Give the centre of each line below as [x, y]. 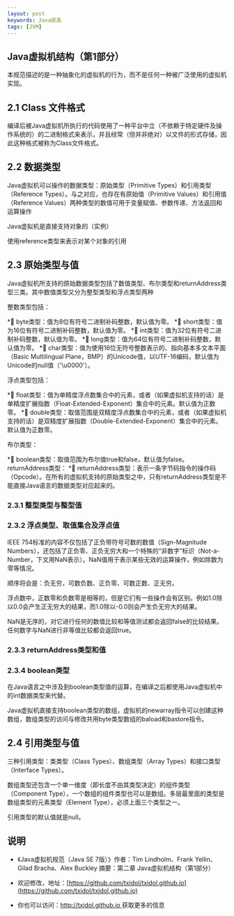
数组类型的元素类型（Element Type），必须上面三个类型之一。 [95, 802]
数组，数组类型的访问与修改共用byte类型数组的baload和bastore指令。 [107, 719]
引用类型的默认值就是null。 [46, 817]
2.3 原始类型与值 [43, 265]
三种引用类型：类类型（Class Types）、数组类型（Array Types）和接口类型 [114, 761]
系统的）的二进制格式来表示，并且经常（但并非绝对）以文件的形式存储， [117, 134]
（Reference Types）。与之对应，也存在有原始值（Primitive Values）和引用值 [117, 194]
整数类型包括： [29, 307]
